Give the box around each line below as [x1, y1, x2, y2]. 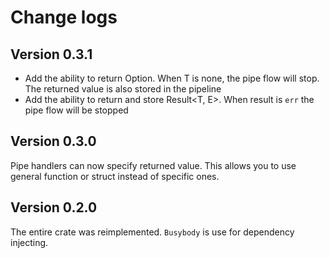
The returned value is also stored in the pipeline [24, 83, 222, 95]
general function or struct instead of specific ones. [10, 170, 220, 182]
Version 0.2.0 [10, 199, 98, 216]
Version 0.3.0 [10, 133, 97, 150]
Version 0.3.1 [10, 46, 93, 63]
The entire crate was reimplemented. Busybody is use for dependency [10, 226, 295, 238]
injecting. [10, 236, 49, 248]
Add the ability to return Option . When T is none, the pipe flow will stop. [24, 72, 320, 84]
